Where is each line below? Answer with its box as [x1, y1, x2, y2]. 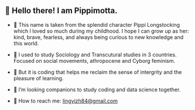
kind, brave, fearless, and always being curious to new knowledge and [13, 33, 184, 41]
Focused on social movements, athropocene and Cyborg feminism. [13, 57, 176, 64]
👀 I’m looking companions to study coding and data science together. [13, 86, 181, 93]
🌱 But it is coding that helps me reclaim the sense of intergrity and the [13, 68, 182, 76]
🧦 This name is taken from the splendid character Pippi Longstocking [13, 21, 180, 28]
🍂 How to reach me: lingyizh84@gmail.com [13, 97, 118, 104]
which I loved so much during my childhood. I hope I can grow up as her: [13, 27, 189, 34]
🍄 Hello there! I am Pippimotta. [5, 6, 118, 16]
